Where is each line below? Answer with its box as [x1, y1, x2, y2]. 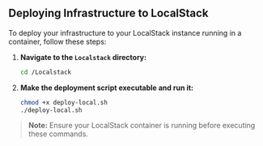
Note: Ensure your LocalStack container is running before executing [28, 121, 256, 131]
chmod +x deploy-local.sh [19, 98, 108, 106]
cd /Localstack [19, 68, 72, 76]
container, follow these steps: [8, 36, 107, 46]
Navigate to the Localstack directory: [19, 52, 147, 62]
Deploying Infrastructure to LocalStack [8, 6, 209, 20]
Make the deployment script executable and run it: [19, 83, 194, 92]
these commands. [28, 129, 89, 139]
